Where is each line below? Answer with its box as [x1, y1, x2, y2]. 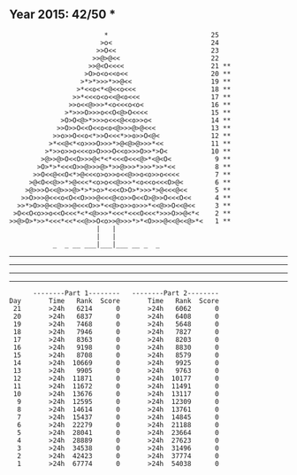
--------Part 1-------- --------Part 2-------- [32, 288, 219, 298]
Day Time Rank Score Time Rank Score [9, 296, 219, 305]
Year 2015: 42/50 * [9, 7, 117, 22]
